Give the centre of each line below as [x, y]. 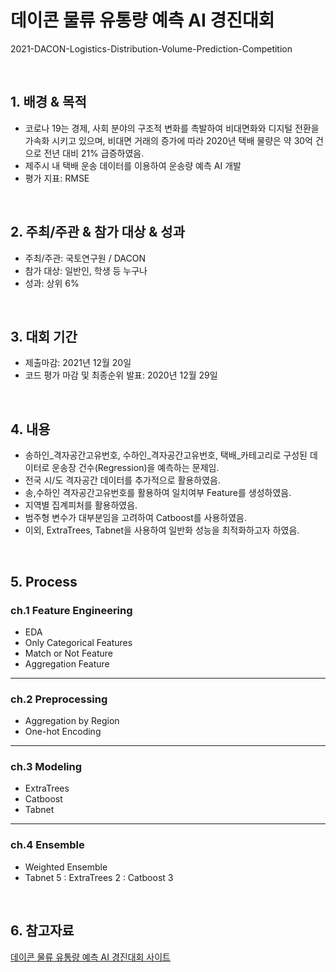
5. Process [44, 581]
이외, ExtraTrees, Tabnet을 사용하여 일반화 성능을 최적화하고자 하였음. [162, 530]
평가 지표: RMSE [57, 178]
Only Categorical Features [78, 642]
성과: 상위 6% [52, 283]
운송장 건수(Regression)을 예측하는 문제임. [135, 468]
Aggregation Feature [67, 663]
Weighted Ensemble [66, 867]
